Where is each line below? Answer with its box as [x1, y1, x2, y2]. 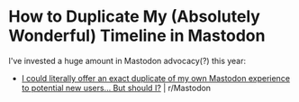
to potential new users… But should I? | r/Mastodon [21, 82, 212, 93]
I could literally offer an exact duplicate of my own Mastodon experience [21, 72, 290, 83]
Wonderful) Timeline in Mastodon [8, 25, 266, 46]
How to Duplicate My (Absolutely [8, 6, 260, 27]
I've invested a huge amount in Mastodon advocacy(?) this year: [8, 55, 247, 66]
